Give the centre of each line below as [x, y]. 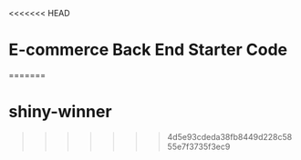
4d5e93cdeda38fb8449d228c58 [230, 136]
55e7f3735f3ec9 [199, 146]
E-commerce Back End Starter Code [148, 50]
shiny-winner [60, 112]
